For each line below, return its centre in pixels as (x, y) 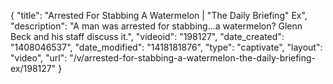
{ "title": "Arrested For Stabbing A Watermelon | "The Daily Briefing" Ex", (159, 15)
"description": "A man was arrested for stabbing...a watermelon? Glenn (156, 26)
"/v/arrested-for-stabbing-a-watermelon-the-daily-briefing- (193, 58)
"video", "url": (39, 58)
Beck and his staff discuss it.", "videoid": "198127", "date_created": (147, 36)
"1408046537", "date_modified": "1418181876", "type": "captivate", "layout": (166, 47)
